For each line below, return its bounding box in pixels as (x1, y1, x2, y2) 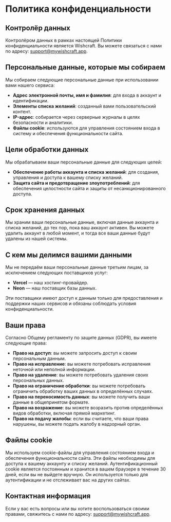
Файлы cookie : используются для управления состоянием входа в (12, 124, 160, 131)
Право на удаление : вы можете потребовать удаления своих (12, 372, 149, 378)
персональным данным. (12, 355, 66, 362)
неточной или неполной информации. (12, 366, 96, 373)
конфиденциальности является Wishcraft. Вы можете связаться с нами (5, 43, 162, 49)
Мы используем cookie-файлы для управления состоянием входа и (5, 449, 155, 456)
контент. (12, 109, 32, 115)
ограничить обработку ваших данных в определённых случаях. (12, 388, 153, 394)
